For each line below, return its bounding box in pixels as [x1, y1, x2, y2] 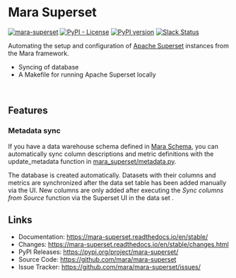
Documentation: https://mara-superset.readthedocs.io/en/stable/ [18, 233, 208, 241]
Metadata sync [8, 126, 61, 135]
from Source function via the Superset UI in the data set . [8, 193, 174, 202]
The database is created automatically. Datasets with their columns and [8, 171, 216, 179]
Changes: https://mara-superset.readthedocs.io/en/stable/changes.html [18, 240, 229, 249]
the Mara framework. [8, 49, 69, 57]
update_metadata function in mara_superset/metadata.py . [8, 157, 177, 165]
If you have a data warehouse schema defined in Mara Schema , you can [8, 142, 218, 150]
